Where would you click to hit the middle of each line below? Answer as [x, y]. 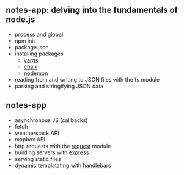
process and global [39, 34]
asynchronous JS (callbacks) [51, 120]
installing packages [39, 54]
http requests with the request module [63, 146]
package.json [32, 47]
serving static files [38, 159]
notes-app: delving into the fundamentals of [92, 10]
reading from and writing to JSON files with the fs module [87, 79]
